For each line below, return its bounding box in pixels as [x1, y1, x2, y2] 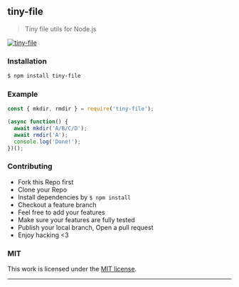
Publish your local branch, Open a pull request [17, 223, 154, 231]
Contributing [7, 162, 53, 172]
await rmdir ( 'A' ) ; [14, 131, 69, 138]
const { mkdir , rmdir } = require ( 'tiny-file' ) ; [7, 105, 154, 113]
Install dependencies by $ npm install [17, 192, 132, 202]
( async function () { [7, 118, 69, 125]
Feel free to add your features [17, 208, 105, 216]
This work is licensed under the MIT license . [7, 265, 137, 273]
